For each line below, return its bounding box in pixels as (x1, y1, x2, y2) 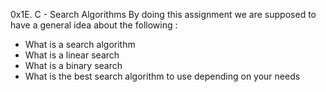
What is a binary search (24, 60, 123, 71)
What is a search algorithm (24, 39, 136, 50)
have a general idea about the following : (10, 19, 178, 31)
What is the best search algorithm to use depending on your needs (24, 70, 301, 82)
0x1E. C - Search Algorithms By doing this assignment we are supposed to (10, 9, 317, 20)
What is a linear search (24, 49, 120, 61)
